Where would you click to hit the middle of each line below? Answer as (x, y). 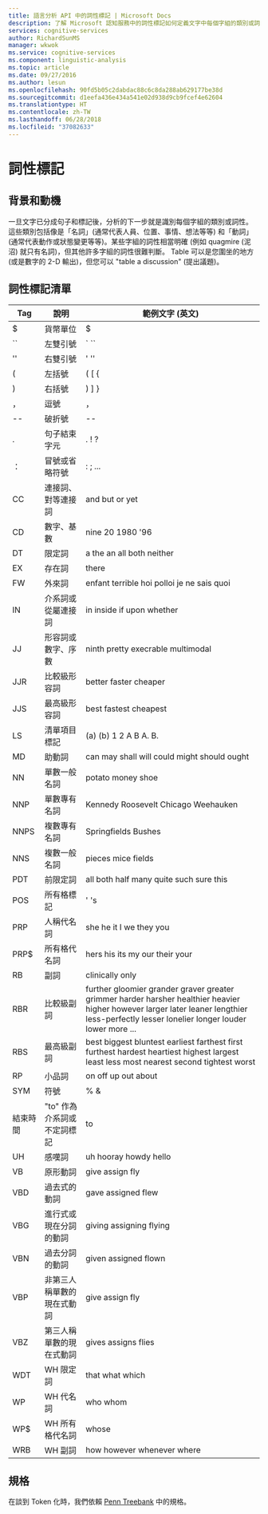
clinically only (111, 974)
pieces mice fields (120, 858)
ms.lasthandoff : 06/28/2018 (55, 120)
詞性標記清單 (40, 289)
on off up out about (122, 1076)
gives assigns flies (120, 1342)
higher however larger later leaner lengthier (167, 1009)
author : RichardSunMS (44, 38)
